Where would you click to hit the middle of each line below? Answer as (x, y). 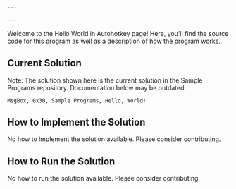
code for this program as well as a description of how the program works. (114, 41)
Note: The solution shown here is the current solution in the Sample (105, 80)
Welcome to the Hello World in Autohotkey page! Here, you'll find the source (118, 33)
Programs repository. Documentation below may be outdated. (97, 87)
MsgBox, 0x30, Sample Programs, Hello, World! (77, 100)
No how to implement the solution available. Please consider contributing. (114, 139)
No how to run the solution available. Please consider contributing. (104, 178)
